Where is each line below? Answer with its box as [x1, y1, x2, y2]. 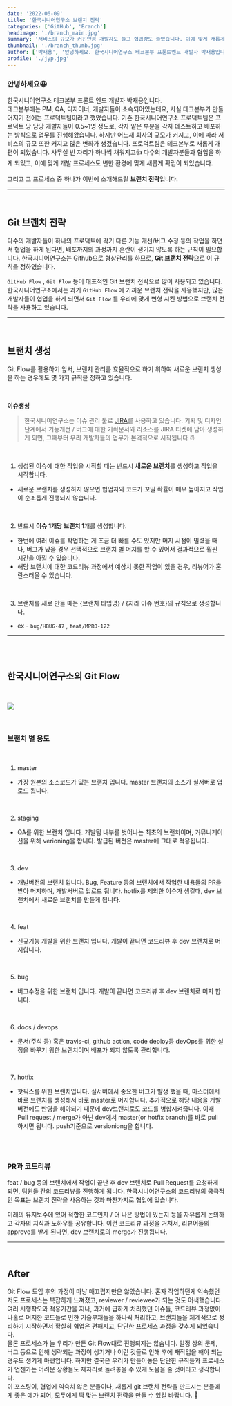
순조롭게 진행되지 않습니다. [24, 494, 97, 502]
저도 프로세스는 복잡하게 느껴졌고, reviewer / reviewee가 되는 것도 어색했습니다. [7, 1295, 223, 1304]
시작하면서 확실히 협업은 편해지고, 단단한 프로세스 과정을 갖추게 [25, 1322, 195, 1330]
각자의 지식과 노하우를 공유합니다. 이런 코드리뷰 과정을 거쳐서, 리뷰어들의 [14, 1219, 210, 1228]
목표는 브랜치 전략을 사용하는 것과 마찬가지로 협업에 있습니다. [14, 1196, 179, 1204]
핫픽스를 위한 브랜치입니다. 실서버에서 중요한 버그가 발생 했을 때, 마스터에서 [17, 1087, 220, 1096]
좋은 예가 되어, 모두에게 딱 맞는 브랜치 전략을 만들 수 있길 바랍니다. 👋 [14, 1391, 198, 1399]
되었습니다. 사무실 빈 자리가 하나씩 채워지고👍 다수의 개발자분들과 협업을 [19, 148, 214, 156]
